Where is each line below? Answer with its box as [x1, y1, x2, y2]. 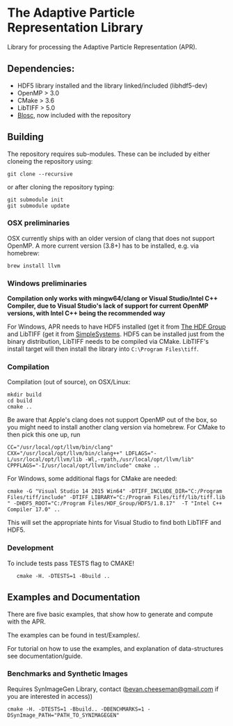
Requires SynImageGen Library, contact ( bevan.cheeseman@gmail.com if [7, 684, 219, 693]
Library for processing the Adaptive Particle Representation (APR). [7, 42, 198, 51]
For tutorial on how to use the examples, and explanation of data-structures [7, 644, 224, 652]
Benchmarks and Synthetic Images [7, 669, 129, 679]
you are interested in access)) [7, 692, 93, 700]
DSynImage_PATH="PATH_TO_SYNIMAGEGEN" [7, 711, 120, 718]
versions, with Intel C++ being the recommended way [7, 309, 166, 317]
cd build [7, 397, 33, 404]
